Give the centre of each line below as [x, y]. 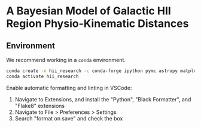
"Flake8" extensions [39, 106]
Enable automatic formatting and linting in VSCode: [69, 88]
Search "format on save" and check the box [69, 118]
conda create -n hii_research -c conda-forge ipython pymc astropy [92, 71]
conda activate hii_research [42, 76]
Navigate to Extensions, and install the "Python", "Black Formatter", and [103, 99]
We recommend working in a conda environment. [66, 60]
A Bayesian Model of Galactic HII [89, 11]
